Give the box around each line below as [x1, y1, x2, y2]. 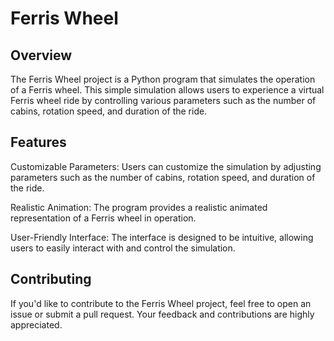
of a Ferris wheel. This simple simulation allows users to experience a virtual [10, 84, 325, 96]
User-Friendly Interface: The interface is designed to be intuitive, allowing [10, 231, 314, 243]
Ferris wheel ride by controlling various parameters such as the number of [10, 95, 317, 106]
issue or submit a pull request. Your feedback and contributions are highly [10, 308, 315, 320]
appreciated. [10, 318, 63, 331]
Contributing [10, 271, 92, 288]
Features [10, 134, 67, 151]
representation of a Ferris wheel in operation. [10, 212, 197, 224]
